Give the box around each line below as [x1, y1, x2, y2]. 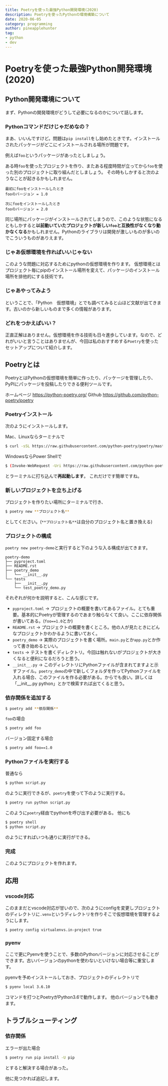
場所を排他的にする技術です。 [5, 273, 66, 279]
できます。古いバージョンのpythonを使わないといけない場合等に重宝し [5, 957, 151, 964]
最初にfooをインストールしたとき [5, 186, 64, 192]
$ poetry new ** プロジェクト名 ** [5, 509, 69, 514]
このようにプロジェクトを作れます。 [5, 860, 79, 866]
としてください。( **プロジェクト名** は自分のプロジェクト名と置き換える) [5, 519, 152, 525]
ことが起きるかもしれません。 [13, 176, 75, 182]
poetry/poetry [5, 397, 34, 403]
